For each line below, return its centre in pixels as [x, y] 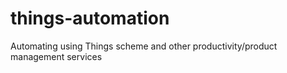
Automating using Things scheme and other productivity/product [144, 46]
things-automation [90, 18]
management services [56, 56]
